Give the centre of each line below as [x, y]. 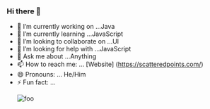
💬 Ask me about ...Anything [57, 56]
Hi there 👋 [24, 11]
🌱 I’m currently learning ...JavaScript [70, 34]
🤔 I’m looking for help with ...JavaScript [74, 49]
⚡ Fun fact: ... [36, 82]
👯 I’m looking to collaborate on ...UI [68, 41]
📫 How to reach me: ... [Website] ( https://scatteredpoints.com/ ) [110, 64]
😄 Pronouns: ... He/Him [51, 75]
